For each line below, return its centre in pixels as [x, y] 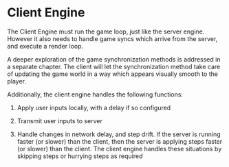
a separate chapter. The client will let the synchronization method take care [114, 66]
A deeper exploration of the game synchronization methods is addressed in [114, 59]
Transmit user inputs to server [60, 120]
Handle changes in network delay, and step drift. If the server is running [119, 134]
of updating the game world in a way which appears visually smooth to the [113, 74]
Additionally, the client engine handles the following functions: [95, 94]
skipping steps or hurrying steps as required [80, 156]
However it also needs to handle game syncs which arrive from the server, [112, 38]
